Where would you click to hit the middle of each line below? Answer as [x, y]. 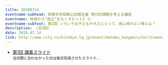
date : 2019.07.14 [23, 33]
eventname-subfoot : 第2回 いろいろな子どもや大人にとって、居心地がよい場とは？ [80, 24]
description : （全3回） [28, 28]
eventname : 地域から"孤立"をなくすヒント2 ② [48, 19]
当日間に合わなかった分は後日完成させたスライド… [56, 58]
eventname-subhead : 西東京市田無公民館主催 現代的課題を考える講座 [68, 14]
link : [11, 38]
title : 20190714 [22, 10]
